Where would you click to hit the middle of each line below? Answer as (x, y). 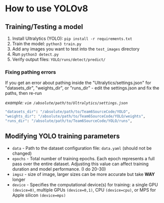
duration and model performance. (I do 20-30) (59, 169)
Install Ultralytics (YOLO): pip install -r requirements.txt (72, 38)
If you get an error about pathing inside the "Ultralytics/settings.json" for (78, 83)
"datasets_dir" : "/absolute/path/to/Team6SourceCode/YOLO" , (68, 112)
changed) (22, 153)
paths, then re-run (23, 93)
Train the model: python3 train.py (47, 44)
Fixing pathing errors (31, 72)
